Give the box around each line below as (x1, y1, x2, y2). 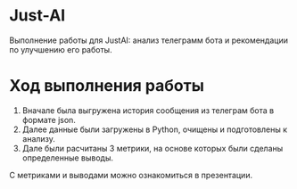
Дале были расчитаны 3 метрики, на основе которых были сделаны (21, 143, 284, 153)
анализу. (21, 133, 56, 144)
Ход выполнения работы (9, 76, 205, 96)
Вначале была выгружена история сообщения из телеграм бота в (21, 104, 275, 116)
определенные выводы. (21, 152, 114, 163)
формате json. (21, 114, 76, 125)
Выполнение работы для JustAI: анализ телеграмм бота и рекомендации (9, 35, 288, 45)
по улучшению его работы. (9, 44, 113, 54)
